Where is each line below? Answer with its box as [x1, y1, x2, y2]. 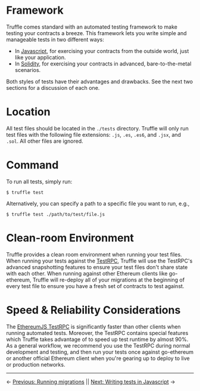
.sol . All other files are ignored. [6, 137, 83, 145]
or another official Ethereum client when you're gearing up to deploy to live [6, 355, 190, 362]
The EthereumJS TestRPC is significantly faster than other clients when [6, 323, 181, 330]
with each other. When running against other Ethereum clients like [6, 270, 168, 277]
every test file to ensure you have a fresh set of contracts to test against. [6, 282, 185, 289]
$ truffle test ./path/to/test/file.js [6, 211, 105, 217]
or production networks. [6, 361, 65, 368]
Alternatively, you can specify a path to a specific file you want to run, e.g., [6, 200, 190, 207]
